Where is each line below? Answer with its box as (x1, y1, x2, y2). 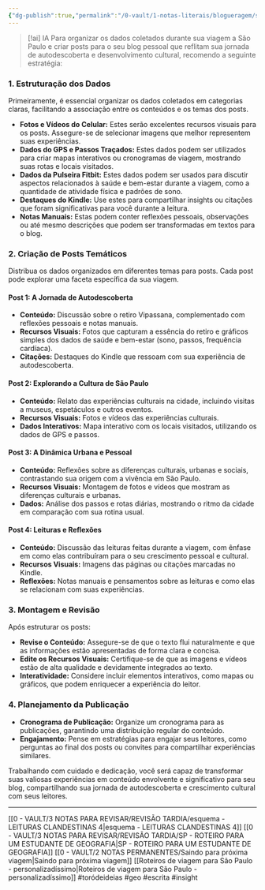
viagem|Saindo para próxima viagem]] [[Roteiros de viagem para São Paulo (8, 855, 253, 865)
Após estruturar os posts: (8, 623, 91, 632)
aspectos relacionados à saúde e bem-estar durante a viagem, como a (19, 178, 250, 188)
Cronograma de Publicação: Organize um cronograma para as (19, 717, 225, 727)
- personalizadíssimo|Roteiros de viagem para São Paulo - (8, 864, 197, 873)
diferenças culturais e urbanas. (19, 490, 121, 499)
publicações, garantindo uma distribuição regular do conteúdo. (19, 725, 225, 735)
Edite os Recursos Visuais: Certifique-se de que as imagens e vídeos (19, 654, 248, 664)
